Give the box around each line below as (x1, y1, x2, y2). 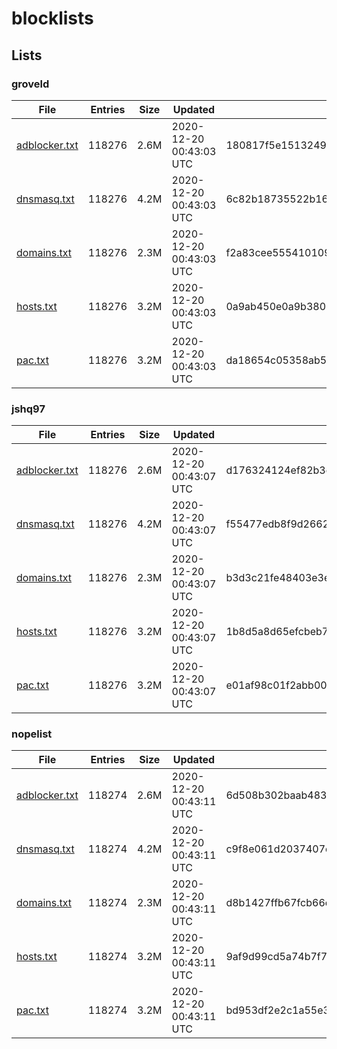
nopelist (11, 727, 53, 741)
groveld (11, 77, 50, 91)
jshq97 (11, 402, 46, 416)
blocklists (11, 7, 94, 30)
